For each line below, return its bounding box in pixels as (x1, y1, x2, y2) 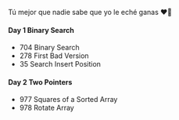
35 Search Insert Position (19, 60, 102, 69)
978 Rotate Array (19, 103, 74, 113)
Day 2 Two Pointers (8, 77, 73, 86)
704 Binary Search (19, 43, 80, 53)
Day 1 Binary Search (8, 25, 74, 35)
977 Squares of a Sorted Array (19, 95, 118, 104)
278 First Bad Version (19, 51, 89, 60)
